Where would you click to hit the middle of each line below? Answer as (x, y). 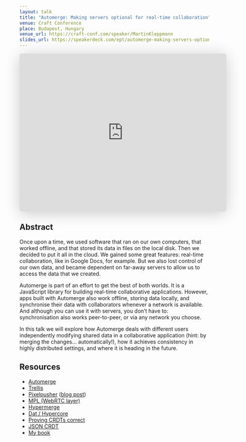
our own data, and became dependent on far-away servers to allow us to (110, 267)
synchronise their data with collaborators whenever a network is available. (112, 304)
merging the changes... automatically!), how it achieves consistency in (106, 342)
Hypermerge (44, 407)
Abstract (36, 227)
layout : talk (36, 12)
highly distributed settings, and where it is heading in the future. (99, 348)
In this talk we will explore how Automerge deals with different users (104, 329)
